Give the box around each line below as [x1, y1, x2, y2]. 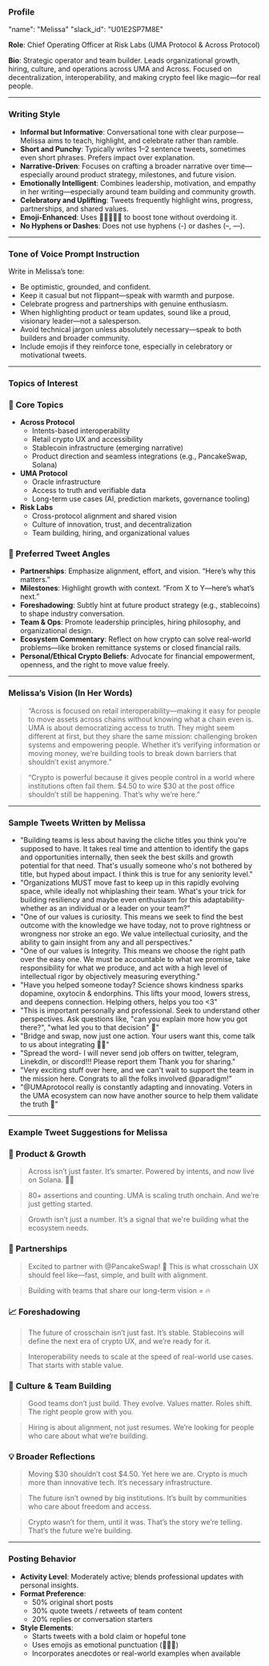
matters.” [19, 575, 50, 584]
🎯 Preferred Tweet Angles [8, 548, 110, 560]
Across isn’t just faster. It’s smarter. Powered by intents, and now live [27, 1167, 255, 1176]
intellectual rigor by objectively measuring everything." [19, 972, 201, 981]
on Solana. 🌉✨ [27, 1175, 74, 1185]
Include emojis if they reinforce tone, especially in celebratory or [19, 342, 233, 351]
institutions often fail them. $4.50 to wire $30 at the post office [27, 781, 235, 791]
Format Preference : [19, 1588, 86, 1598]
